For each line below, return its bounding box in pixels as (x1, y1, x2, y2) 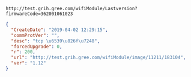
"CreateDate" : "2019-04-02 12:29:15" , (11, 27, 109, 33)
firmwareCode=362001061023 (5, 11, 73, 17)
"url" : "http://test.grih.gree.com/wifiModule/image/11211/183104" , (11, 54, 186, 61)
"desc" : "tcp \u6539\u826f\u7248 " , (11, 38, 100, 44)
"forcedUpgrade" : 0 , (11, 44, 62, 50)
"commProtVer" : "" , (11, 32, 60, 38)
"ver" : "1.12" (11, 60, 46, 66)
